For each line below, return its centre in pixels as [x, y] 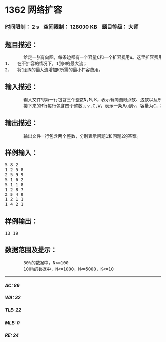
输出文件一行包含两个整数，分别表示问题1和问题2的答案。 [82, 136]
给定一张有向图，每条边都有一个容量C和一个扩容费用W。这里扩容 [89, 57]
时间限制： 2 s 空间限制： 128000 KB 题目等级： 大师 [72, 27]
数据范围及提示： [31, 250]
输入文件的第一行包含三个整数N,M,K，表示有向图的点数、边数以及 [91, 100]
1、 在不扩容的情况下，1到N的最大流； [46, 63]
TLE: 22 [13, 310]
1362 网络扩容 [34, 10]
